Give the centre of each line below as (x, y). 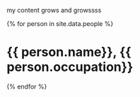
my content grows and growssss (54, 10)
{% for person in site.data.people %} (60, 24)
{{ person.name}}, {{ (69, 52)
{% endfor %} (27, 86)
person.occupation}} (70, 67)
